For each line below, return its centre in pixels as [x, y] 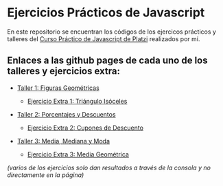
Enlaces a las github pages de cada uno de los [107, 61]
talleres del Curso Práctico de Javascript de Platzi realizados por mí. [104, 38]
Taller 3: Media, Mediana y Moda [63, 141]
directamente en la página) [46, 175]
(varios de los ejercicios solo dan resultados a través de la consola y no [109, 167]
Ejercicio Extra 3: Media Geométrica [78, 154]
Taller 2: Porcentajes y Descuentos [66, 114]
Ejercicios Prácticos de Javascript [106, 13]
